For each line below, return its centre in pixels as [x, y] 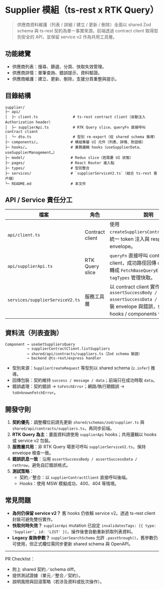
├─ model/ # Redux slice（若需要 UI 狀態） [69, 157]
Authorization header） [29, 122]
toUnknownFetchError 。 [35, 392]
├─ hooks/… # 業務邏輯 [47, 147]
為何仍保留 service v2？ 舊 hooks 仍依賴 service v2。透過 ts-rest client [84, 513]
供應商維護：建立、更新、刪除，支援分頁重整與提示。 [66, 78]
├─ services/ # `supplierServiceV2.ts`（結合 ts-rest [78, 173]
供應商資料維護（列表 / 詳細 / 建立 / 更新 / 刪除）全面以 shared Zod [84, 25]
